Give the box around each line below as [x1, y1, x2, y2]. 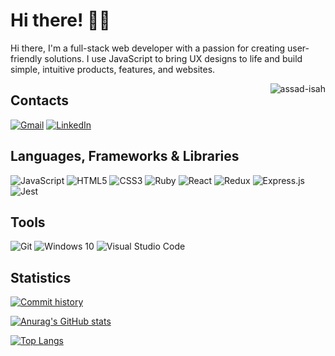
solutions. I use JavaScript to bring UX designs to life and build [44, 52, 303, 64]
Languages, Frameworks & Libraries [10, 148, 240, 165]
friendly [10, 52, 43, 64]
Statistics [10, 269, 72, 286]
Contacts [10, 92, 70, 109]
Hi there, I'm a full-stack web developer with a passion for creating [10, 42, 286, 54]
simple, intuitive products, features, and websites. [10, 63, 216, 75]
